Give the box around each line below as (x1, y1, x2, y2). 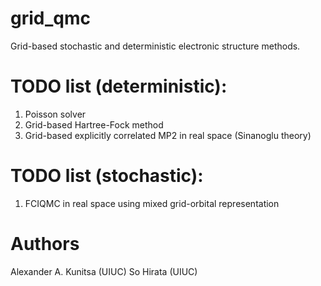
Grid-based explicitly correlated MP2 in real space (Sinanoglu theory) (24, 129, 312, 141)
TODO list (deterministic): (10, 75, 228, 98)
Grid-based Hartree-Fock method (24, 118, 164, 131)
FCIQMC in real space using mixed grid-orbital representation (24, 197, 280, 209)
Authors (10, 233, 80, 255)
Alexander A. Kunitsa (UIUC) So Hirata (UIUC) (10, 265, 198, 277)
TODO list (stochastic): (10, 165, 204, 187)
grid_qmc (10, 7, 91, 30)
